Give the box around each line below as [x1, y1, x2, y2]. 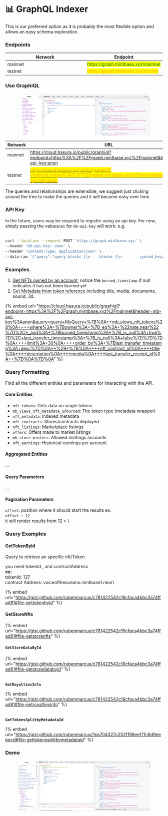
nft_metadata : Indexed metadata [12, 413, 79, 419]
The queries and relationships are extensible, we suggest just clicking [5, 188, 149, 194]
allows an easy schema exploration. [5, 28, 79, 34]
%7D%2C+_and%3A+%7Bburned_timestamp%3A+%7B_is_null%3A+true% [5, 330, 161, 336]
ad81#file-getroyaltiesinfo [5, 701, 58, 707]
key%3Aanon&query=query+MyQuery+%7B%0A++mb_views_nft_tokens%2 [5, 319, 163, 325]
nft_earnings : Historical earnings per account [12, 440, 107, 446]
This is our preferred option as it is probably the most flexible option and [5, 23, 154, 29]
